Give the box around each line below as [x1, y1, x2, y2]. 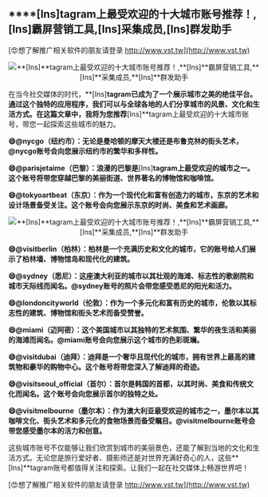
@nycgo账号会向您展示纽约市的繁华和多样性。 [8, 146, 163, 156]
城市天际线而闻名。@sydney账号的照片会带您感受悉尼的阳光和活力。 [8, 280, 237, 290]
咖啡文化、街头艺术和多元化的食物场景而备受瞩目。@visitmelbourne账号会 [8, 415, 256, 425]
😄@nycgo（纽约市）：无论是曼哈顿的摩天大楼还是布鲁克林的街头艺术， [8, 136, 243, 145]
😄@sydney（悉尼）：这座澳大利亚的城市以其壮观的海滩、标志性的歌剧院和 [8, 271, 254, 280]
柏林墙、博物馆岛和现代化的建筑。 [22, 254, 134, 264]
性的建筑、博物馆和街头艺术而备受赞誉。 [14, 308, 148, 317]
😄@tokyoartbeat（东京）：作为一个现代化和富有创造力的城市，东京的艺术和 [8, 190, 259, 200]
